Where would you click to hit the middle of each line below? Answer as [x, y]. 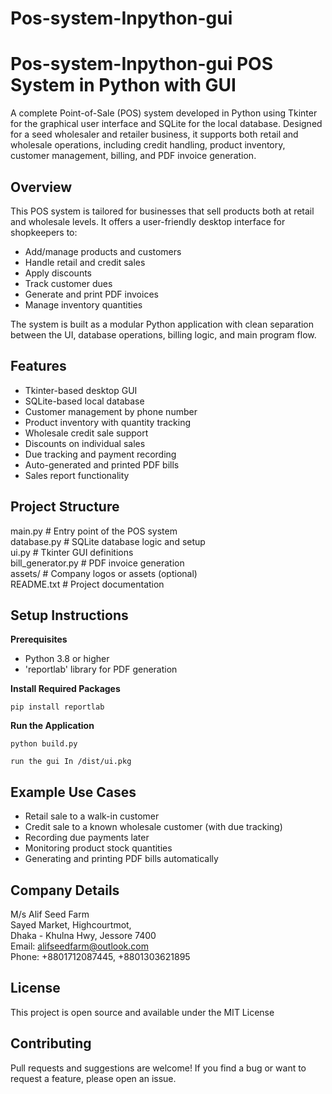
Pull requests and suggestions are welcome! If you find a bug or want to [158, 1068]
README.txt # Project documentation [87, 584]
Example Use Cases [73, 792]
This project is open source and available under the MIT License [142, 1012]
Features [38, 366]
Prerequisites [39, 639]
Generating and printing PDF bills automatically [121, 859]
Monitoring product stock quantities [98, 848]
